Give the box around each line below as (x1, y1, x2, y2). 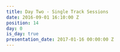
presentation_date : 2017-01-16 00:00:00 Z (6, 36, 114, 42)
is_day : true (6, 31, 39, 37)
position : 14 (6, 20, 39, 26)
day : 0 (6, 25, 23, 32)
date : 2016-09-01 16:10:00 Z (6, 14, 79, 20)
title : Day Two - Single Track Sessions (6, 8, 109, 15)
